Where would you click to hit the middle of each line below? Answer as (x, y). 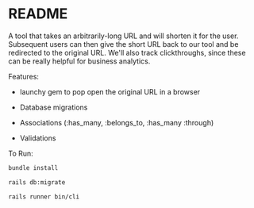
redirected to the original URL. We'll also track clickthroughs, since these (127, 52)
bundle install (33, 168)
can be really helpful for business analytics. (79, 61)
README (38, 14)
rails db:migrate (37, 182)
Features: (24, 76)
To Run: (21, 153)
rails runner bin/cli (44, 196)
